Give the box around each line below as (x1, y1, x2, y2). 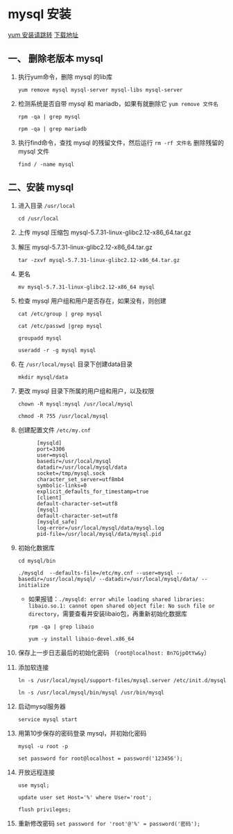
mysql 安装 (8, 6, 71, 22)
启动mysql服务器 (17, 702, 67, 711)
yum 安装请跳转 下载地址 (8, 31, 79, 39)
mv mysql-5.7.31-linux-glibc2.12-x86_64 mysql (17, 284, 155, 290)
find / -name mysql (17, 161, 75, 168)
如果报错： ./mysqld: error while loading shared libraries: (28, 594, 205, 603)
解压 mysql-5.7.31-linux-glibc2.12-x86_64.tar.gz (17, 243, 153, 251)
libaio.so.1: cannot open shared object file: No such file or (28, 602, 216, 609)
